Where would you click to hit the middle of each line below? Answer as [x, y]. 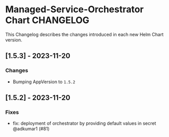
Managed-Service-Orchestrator [75, 9]
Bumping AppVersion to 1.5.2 [44, 82]
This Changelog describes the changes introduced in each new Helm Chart [84, 34]
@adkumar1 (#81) [31, 129]
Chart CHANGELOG [47, 20]
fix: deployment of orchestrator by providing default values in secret [84, 123]
